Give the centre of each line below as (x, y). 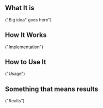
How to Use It (26, 62)
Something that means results (52, 89)
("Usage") (15, 74)
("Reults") (15, 101)
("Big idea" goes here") (28, 19)
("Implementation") (24, 47)
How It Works (26, 35)
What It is (20, 8)
